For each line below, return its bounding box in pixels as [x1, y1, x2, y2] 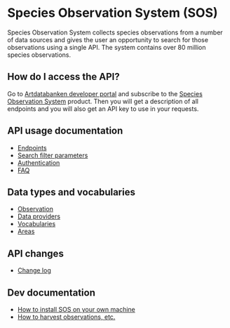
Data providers [17, 212, 61, 221]
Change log [17, 266, 51, 275]
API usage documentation [7, 125, 123, 137]
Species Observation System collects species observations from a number [7, 28, 223, 37]
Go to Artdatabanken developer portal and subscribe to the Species [7, 89, 203, 98]
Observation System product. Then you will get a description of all [7, 97, 198, 105]
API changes [7, 247, 65, 259]
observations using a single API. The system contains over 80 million [7, 43, 206, 51]
